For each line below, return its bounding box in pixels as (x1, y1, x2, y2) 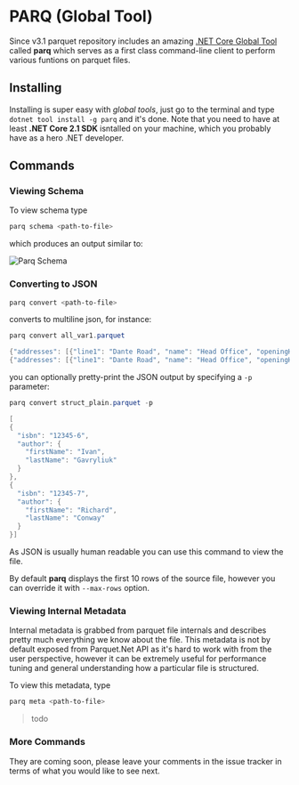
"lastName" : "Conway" (25, 514, 105, 522)
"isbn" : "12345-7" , (17, 489, 90, 498)
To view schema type (9, 205, 88, 215)
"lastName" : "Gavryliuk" (25, 456, 117, 465)
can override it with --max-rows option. (9, 583, 149, 594)
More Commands (9, 736, 86, 749)
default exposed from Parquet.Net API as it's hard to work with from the (9, 643, 272, 655)
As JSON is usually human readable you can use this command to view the (9, 546, 284, 557)
